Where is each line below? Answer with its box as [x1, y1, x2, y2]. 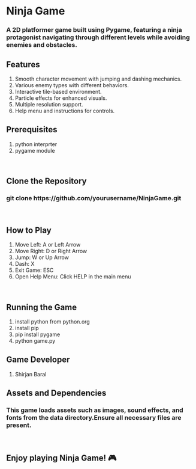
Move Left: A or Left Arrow [14, 241, 81, 248]
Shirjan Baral [14, 370, 47, 378]
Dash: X [14, 260, 35, 268]
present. [6, 421, 32, 429]
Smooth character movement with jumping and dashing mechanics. [14, 75, 182, 82]
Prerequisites [6, 124, 58, 135]
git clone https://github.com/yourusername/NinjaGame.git [6, 194, 182, 203]
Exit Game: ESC [14, 266, 54, 274]
